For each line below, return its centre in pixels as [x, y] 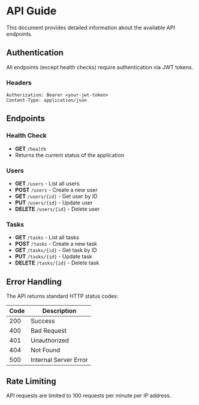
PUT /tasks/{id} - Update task [54, 257]
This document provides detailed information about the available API [91, 28]
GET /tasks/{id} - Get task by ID [56, 250]
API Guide [31, 11]
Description [59, 311]
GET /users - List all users [47, 184]
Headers [19, 83]
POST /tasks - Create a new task [56, 244]
